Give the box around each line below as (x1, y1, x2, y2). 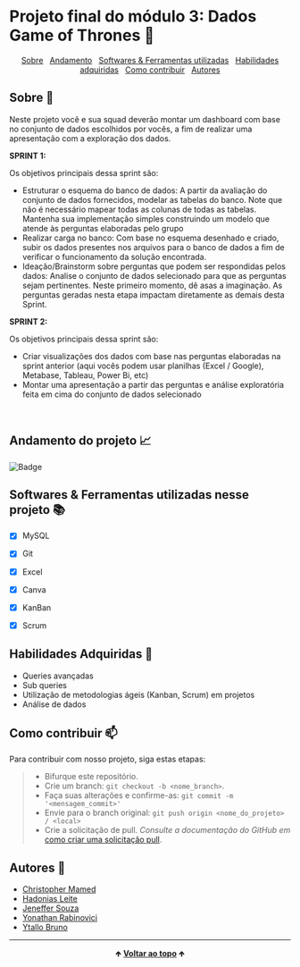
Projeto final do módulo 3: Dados (9, 6, 257, 27)
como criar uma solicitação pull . (44, 834, 162, 845)
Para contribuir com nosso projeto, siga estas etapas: (9, 753, 206, 765)
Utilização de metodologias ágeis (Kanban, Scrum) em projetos (21, 689, 255, 700)
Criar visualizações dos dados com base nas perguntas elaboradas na (21, 350, 281, 361)
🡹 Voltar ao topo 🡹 (115, 948, 185, 959)
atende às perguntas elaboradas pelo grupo (21, 223, 184, 233)
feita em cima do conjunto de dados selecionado (21, 389, 203, 399)
